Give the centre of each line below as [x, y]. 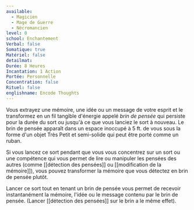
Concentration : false [32, 82]
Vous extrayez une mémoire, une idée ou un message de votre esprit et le [95, 109]
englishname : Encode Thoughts [43, 93]
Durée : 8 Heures [26, 66]
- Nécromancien [30, 28]
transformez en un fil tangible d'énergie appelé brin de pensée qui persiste [96, 116]
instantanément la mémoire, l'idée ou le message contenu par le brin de [92, 194]
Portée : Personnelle [31, 77]
